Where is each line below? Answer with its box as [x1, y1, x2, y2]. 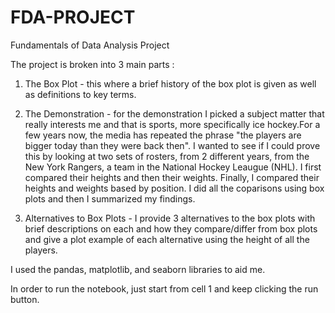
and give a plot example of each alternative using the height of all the [24, 233, 310, 245]
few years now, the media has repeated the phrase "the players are [24, 129, 302, 141]
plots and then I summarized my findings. [24, 192, 196, 205]
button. [10, 293, 40, 305]
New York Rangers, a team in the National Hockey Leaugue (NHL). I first [24, 161, 322, 173]
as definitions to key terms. [24, 88, 137, 100]
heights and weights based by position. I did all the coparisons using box [24, 182, 325, 194]
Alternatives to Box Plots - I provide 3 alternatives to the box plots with [24, 212, 316, 224]
